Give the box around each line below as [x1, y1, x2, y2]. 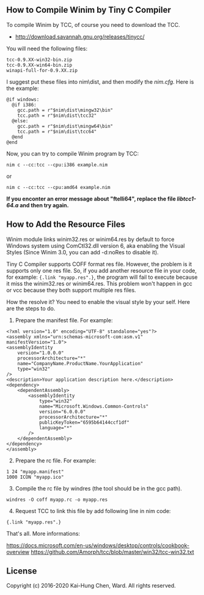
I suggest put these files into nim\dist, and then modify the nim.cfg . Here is [6, 78, 194, 85]
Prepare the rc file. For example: [15, 457, 97, 464]
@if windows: [6, 96, 40, 103]
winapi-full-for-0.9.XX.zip [6, 67, 78, 73]
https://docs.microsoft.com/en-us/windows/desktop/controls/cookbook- [6, 541, 190, 549]
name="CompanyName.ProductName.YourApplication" [17, 360, 144, 366]
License [6, 566, 37, 577]
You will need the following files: [6, 45, 87, 52]
